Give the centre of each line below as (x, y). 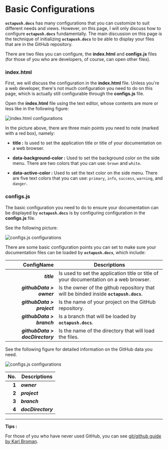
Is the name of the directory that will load (106, 331)
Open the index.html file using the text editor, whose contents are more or (82, 103)
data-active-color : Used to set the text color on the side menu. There (85, 173)
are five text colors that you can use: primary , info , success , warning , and (87, 178)
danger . (20, 184)
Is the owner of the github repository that (106, 287)
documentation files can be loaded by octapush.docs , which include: (75, 252)
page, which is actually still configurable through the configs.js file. (75, 94)
